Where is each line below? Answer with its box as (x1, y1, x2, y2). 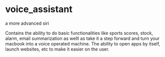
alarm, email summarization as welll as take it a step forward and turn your (5, 35, 160, 41)
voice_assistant (5, 4, 73, 15)
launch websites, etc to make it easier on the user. (5, 46, 109, 52)
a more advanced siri (5, 20, 49, 26)
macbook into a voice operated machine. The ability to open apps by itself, (5, 40, 160, 46)
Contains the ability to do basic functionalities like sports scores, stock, (5, 30, 153, 36)
